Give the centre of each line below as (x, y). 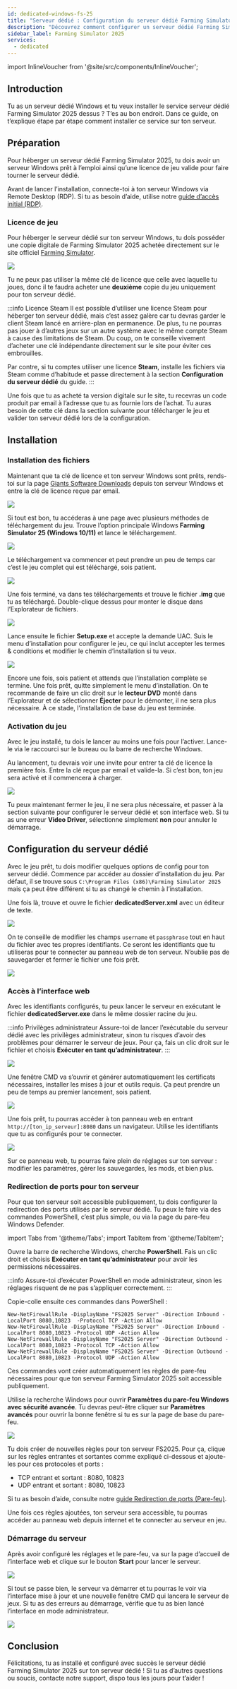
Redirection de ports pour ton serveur (73, 1186)
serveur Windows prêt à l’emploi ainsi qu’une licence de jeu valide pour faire (118, 167)
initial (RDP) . (25, 204)
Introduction (35, 89)
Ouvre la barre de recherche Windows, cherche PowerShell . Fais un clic (112, 1252)
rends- (217, 476)
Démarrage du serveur (47, 1539)
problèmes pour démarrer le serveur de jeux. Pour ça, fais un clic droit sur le (118, 1043)
